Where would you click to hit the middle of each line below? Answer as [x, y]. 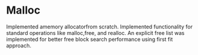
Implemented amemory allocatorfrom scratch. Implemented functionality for [99, 27]
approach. [19, 46]
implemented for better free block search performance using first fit [89, 39]
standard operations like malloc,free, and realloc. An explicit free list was [95, 33]
